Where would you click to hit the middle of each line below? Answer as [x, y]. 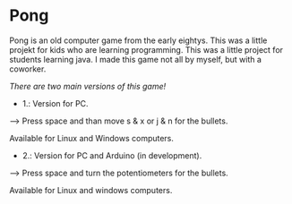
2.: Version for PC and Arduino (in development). [112, 155]
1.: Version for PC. [55, 103]
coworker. [28, 69]
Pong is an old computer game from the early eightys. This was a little [138, 40]
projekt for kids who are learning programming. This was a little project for [146, 49]
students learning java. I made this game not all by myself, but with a [136, 59]
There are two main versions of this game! [88, 86]
